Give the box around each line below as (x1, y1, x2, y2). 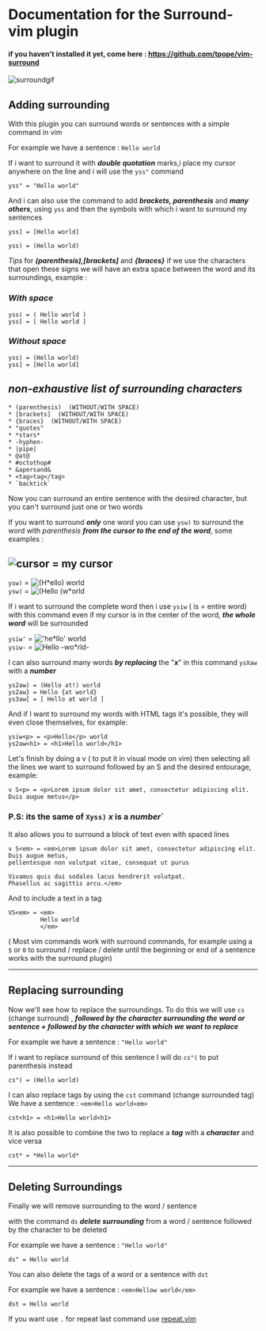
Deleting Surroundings (8, 1180, 123, 1194)
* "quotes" (8, 424, 44, 432)
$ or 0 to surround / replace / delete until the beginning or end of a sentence (8, 945, 256, 954)
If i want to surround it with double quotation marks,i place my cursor (8, 159, 236, 168)
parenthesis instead (8, 1061, 73, 1070)
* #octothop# (8, 458, 51, 467)
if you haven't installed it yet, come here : (8, 49, 147, 59)
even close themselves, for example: (8, 717, 128, 727)
